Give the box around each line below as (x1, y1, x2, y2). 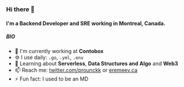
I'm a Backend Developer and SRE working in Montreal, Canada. (6, 20, 166, 27)
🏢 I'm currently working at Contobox (14, 48, 104, 55)
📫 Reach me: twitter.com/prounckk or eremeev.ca (14, 67, 137, 74)
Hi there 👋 (6, 5, 35, 13)
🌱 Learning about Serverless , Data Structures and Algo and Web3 (14, 60, 179, 67)
